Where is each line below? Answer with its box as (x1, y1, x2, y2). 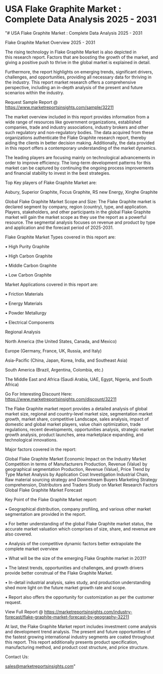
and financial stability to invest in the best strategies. (5, 170, 110, 176)
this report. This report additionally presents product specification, (5, 639, 139, 645)
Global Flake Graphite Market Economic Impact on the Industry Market (5, 456, 146, 462)
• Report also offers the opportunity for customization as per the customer (5, 594, 154, 600)
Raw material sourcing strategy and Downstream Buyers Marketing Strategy (5, 476, 158, 483)
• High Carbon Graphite (5, 253, 53, 259)
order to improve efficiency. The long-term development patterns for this (5, 160, 151, 165)
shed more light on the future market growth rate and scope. (5, 584, 127, 590)
